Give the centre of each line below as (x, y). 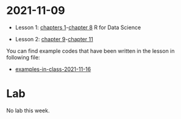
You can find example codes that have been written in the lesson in (90, 51)
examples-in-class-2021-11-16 (53, 69)
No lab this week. (28, 110)
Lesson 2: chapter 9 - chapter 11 (54, 39)
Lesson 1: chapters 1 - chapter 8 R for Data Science (78, 27)
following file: (23, 57)
